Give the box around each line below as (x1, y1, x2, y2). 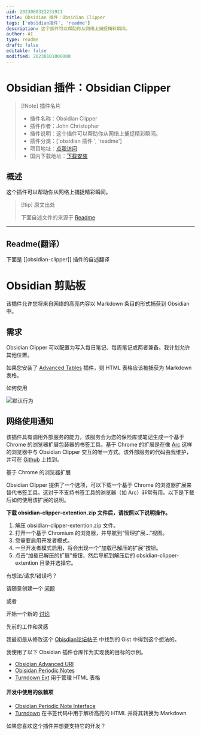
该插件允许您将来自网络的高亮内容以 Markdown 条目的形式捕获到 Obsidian (6, 300, 190, 308)
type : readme (6, 37, 39, 43)
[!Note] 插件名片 (20, 102, 61, 109)
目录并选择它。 (39, 559, 77, 567)
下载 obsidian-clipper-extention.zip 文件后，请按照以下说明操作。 (6, 509, 171, 516)
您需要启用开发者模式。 (14, 537, 73, 544)
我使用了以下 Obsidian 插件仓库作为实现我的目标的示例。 (6, 648, 147, 655)
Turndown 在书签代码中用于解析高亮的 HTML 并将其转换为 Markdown (14, 709, 187, 716)
